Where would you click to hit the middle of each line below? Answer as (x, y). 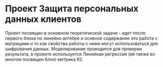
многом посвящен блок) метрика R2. (44, 59)
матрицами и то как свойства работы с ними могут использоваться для (81, 43)
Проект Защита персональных (72, 9)
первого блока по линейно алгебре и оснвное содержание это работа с (81, 38)
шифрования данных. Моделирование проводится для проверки (74, 49)
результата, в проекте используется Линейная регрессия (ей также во (80, 54)
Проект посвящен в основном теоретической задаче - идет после (75, 33)
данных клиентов (43, 19)
